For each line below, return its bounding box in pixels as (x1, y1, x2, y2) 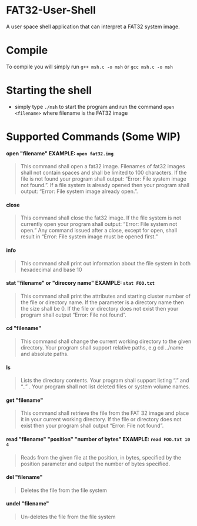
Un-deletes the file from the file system (20, 513, 116, 521)
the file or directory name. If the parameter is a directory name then (20, 298, 184, 306)
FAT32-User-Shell (6, 4, 96, 17)
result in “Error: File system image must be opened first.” (20, 233, 158, 240)
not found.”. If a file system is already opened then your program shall (20, 182, 190, 189)
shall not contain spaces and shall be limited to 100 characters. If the (20, 169, 187, 177)
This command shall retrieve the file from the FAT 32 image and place (20, 410, 189, 417)
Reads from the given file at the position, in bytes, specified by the (20, 454, 181, 461)
